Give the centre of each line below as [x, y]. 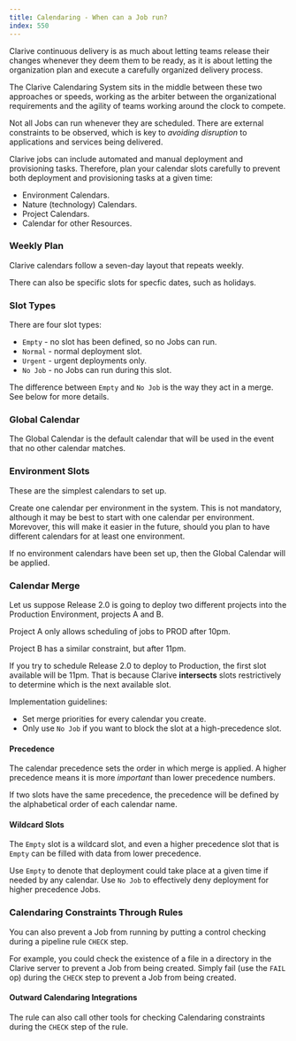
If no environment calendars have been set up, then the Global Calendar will [147, 553]
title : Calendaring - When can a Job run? [88, 17]
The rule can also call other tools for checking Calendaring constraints [137, 1017]
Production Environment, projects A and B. [87, 614]
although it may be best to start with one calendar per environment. [132, 517]
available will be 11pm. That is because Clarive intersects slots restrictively [145, 675]
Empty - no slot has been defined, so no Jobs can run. [119, 342]
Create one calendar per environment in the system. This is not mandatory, [145, 508]
